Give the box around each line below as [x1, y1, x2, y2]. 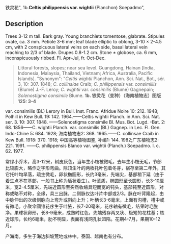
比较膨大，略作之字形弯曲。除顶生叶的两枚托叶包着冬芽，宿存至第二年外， [5, 165, 161, 171]
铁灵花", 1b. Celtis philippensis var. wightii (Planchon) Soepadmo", [5, 5, 145, 10]
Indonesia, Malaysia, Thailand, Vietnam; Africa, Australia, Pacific [17, 70, 153, 76]
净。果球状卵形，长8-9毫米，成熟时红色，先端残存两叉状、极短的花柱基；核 [5, 209, 164, 215]
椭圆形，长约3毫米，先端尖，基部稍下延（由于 [67, 171, 164, 177]
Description [5, 19, 43, 28]
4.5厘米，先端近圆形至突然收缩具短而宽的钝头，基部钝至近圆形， [23, 184, 159, 190]
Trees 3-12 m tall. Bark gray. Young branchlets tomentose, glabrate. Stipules [5, 33, 165, 39]
